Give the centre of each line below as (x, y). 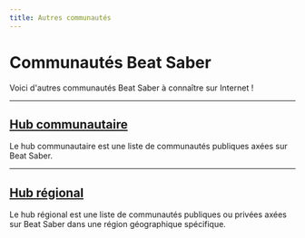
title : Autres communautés (60, 18)
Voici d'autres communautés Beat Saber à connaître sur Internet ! (132, 88)
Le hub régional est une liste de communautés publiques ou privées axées (148, 214)
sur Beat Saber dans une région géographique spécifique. (118, 224)
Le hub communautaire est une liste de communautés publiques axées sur (148, 147)
